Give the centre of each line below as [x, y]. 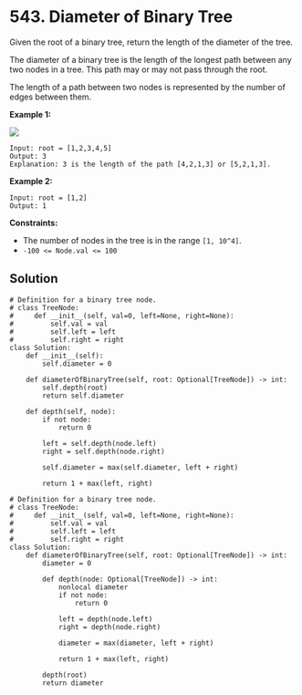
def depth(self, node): [71, 411]
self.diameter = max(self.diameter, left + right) [141, 467]
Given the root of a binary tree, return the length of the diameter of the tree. [151, 42]
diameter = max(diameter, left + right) [136, 643]
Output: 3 [28, 156]
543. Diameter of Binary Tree [121, 17]
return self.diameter [83, 395]
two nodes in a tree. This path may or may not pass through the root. [139, 69]
